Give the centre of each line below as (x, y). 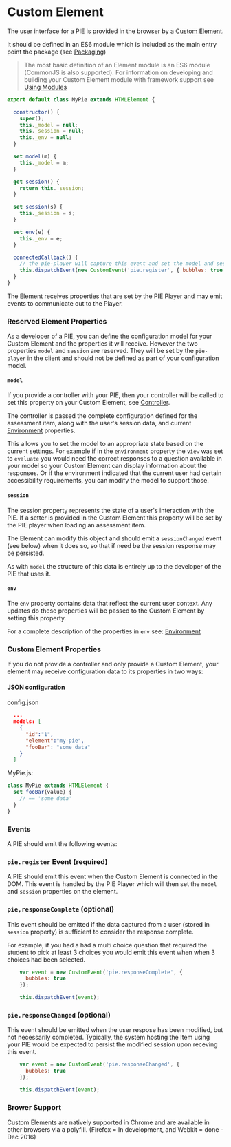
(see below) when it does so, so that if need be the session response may (112, 545)
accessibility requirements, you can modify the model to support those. (108, 481)
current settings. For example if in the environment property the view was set (115, 451)
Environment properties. (41, 430)
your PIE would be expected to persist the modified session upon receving (112, 1044)
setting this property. (37, 618)
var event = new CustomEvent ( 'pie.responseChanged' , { (100, 1064)
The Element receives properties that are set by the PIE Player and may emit (115, 296)
